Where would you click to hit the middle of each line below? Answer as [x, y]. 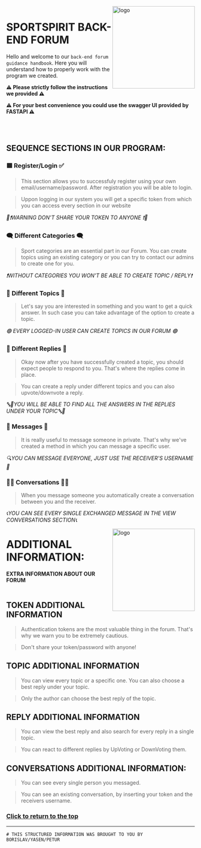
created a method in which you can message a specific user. [96, 446]
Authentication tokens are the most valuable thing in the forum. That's [107, 629]
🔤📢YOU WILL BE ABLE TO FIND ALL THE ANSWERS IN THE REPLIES [91, 404]
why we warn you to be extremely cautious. [74, 635]
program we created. [32, 75]
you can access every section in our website [76, 205]
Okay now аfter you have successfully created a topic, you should [102, 362]
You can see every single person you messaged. [81, 783]
